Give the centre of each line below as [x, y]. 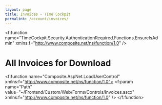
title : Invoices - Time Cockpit [38, 14]
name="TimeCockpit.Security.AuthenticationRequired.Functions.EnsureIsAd [81, 38]
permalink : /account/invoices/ [37, 19]
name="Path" [19, 87]
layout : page [18, 10]
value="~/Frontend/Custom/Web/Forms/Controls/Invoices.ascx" [70, 92]
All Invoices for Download [58, 63]
